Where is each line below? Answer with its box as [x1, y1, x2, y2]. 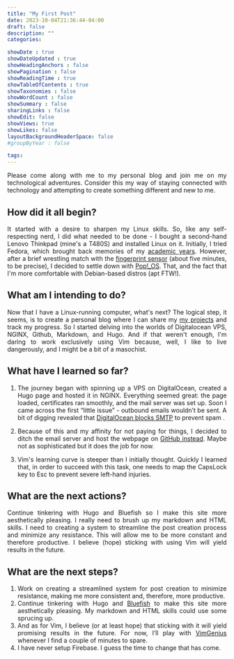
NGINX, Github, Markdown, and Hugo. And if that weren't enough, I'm [7, 330, 227, 338]
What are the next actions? [7, 490, 127, 502]
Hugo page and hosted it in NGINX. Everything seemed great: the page [17, 391, 227, 400]
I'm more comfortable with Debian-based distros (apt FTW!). [7, 269, 181, 278]
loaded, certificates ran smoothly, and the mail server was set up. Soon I [17, 398, 227, 407]
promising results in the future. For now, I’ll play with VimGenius [17, 629, 227, 637]
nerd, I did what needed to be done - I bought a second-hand [40, 232, 227, 241]
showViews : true [7, 120, 54, 127]
